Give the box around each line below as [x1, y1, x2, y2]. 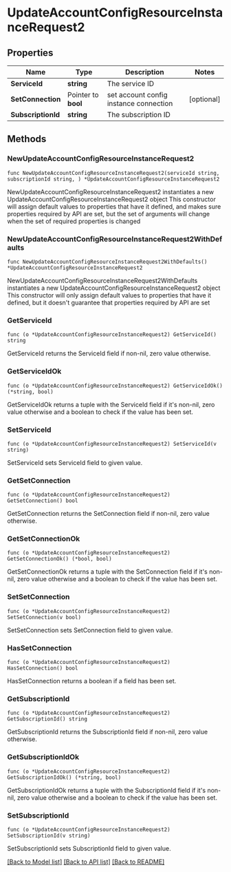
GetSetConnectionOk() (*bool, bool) [7, 556, 112, 563]
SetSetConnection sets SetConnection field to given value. [7, 625, 173, 634]
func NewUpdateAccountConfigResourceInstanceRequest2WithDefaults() [7, 258, 208, 265]
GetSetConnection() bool [7, 497, 78, 504]
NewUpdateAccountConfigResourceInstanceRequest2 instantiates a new [7, 187, 214, 196]
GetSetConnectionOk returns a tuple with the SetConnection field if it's [7, 568, 208, 576]
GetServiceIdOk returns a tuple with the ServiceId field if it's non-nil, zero [7, 400, 215, 408]
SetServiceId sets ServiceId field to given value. [7, 458, 143, 466]
